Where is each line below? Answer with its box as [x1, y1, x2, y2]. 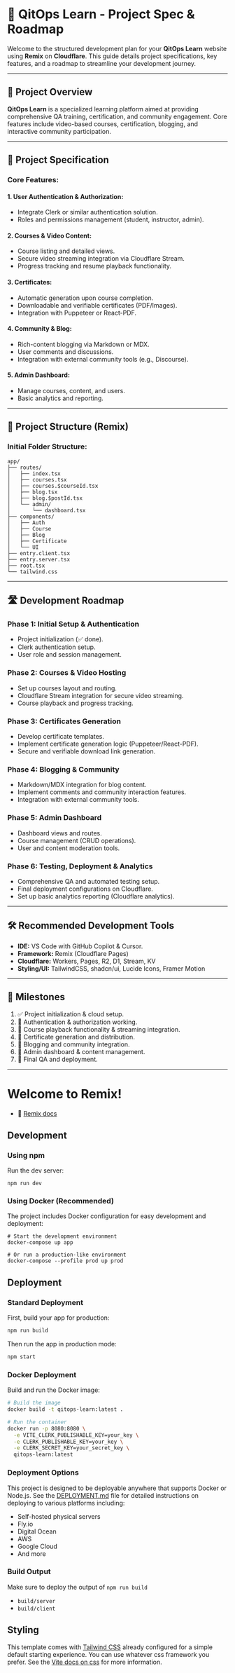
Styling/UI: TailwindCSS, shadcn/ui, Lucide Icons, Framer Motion [17, 964, 206, 973]
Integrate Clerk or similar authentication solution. [17, 208, 159, 217]
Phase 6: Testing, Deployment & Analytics [7, 861, 153, 871]
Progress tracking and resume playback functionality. [17, 262, 172, 271]
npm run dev [7, 1180, 42, 1187]
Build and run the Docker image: [7, 1386, 100, 1394]
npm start [7, 1353, 36, 1360]
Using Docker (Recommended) [7, 1196, 114, 1206]
